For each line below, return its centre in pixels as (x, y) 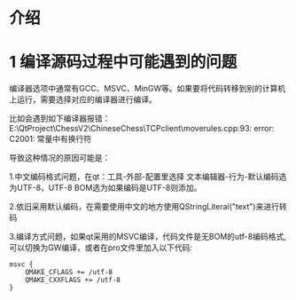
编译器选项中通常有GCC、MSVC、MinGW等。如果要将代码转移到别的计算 (144, 89)
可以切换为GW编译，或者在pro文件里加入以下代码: (101, 248)
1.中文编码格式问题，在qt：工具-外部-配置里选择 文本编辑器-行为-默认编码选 (148, 177)
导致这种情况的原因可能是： (60, 158)
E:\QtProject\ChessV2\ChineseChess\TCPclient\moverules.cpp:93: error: (142, 129)
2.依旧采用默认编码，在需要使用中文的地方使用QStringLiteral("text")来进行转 (148, 207)
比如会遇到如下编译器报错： (60, 118)
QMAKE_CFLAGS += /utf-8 (69, 272)
